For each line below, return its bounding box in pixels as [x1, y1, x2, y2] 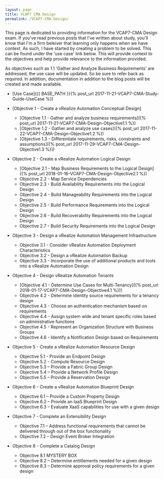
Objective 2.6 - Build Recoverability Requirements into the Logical [19, 213, 152, 219]
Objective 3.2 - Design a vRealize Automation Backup [19, 253, 128, 258]
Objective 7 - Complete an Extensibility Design [12, 414, 106, 419]
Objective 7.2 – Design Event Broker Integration [19, 434, 115, 440]
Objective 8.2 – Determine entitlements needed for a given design [19, 458, 152, 464]
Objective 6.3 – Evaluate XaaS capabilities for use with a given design [19, 404, 160, 410]
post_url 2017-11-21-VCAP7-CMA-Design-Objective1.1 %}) [19, 120, 136, 126]
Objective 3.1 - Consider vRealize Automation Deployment [19, 242, 136, 248]
